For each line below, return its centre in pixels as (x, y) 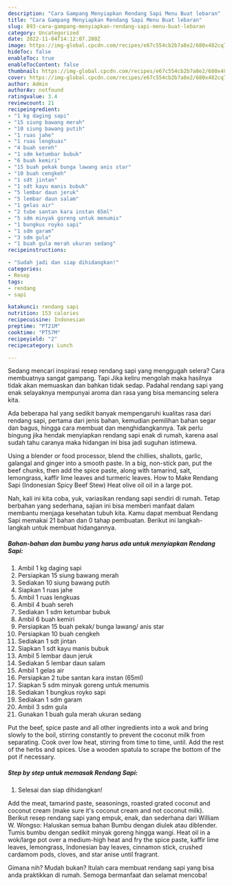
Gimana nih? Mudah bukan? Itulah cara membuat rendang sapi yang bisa (111, 868)
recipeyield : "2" (33, 339)
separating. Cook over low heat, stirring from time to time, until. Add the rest (116, 742)
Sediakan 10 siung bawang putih (64, 583)
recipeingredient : (34, 109)
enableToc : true (31, 58)
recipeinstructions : (38, 250)
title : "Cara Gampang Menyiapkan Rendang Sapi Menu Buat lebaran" (105, 20)
